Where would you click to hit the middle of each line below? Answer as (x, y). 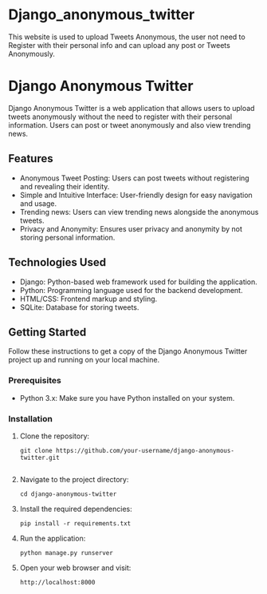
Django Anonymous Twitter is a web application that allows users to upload (132, 108)
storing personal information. (67, 237)
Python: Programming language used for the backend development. (131, 290)
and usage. (38, 203)
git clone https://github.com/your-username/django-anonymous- (127, 450)
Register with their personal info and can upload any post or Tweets (120, 45)
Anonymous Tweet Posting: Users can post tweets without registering (134, 178)
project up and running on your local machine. (84, 360)
